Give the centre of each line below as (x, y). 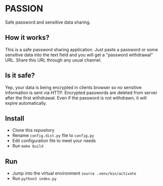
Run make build (28, 146)
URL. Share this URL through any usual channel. (53, 60)
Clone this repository (33, 130)
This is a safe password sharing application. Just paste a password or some (81, 49)
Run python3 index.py (34, 179)
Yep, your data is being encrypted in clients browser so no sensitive (73, 87)
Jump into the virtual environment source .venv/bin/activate (74, 173)
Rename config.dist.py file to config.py (53, 135)
